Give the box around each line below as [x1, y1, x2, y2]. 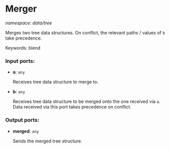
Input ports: [5, 57, 35, 64]
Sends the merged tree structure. [12, 138, 83, 144]
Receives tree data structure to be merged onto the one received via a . [12, 98, 161, 104]
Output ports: [5, 117, 40, 124]
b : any [12, 89, 25, 95]
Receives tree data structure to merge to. [12, 79, 99, 85]
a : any [12, 69, 25, 75]
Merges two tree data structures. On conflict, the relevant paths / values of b [5, 29, 165, 35]
